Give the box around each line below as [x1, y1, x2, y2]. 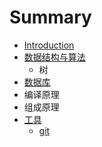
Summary [9, 6, 92, 29]
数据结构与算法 [23, 51, 86, 63]
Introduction [23, 39, 75, 51]
